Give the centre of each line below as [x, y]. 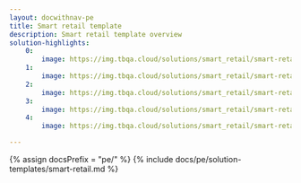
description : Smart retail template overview [95, 34]
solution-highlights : [50, 43]
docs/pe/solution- [208, 159]
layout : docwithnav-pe [52, 17]
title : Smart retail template [66, 26]
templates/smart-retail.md [57, 169]
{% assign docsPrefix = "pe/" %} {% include [91, 159]
